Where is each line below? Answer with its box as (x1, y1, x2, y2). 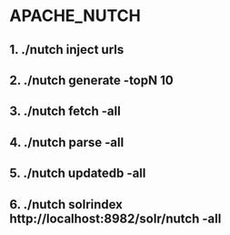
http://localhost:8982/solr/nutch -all (9, 210, 222, 226)
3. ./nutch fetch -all (9, 104, 121, 119)
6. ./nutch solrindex (9, 197, 123, 212)
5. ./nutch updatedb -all (9, 166, 146, 181)
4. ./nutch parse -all (9, 134, 125, 150)
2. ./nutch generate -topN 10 (9, 72, 175, 87)
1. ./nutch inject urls (9, 42, 125, 57)
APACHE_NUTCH (9, 5, 141, 26)
